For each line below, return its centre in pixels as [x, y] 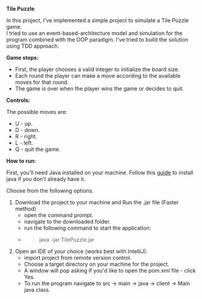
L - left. [24, 143]
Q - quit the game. [38, 149]
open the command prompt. [58, 215]
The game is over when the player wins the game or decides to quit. [99, 89]
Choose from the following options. [50, 190]
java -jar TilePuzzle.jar [67, 240]
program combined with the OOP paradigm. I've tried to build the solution [97, 39]
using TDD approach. [33, 46]
